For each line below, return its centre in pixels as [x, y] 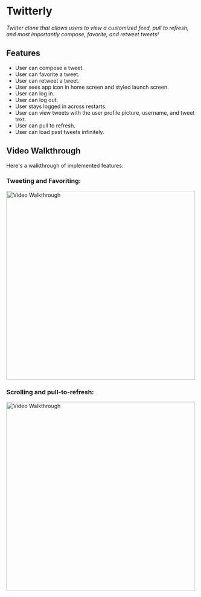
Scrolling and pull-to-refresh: [50, 392]
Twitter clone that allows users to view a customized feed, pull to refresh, [97, 28]
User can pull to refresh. [45, 126]
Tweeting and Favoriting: [44, 181]
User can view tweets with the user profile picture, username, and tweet [105, 112]
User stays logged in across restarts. [61, 106]
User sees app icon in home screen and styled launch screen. [92, 87]
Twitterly [29, 11]
